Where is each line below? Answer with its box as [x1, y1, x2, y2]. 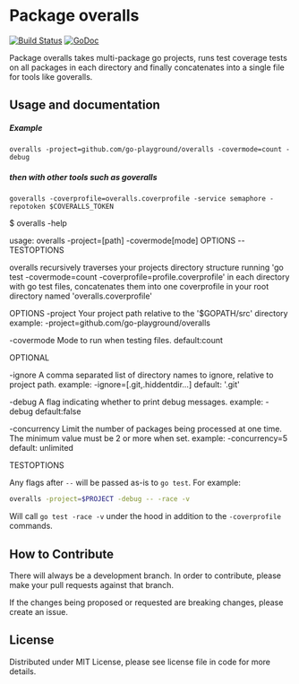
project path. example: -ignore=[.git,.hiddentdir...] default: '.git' [9, 379, 240, 390]
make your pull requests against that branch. [9, 579, 175, 590]
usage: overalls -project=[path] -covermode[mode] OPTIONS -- [9, 235, 245, 247]
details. [9, 665, 37, 677]
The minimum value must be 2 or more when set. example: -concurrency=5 [9, 433, 288, 444]
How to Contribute [9, 546, 115, 561]
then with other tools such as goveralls [9, 171, 158, 182]
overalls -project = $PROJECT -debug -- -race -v [9, 495, 191, 504]
